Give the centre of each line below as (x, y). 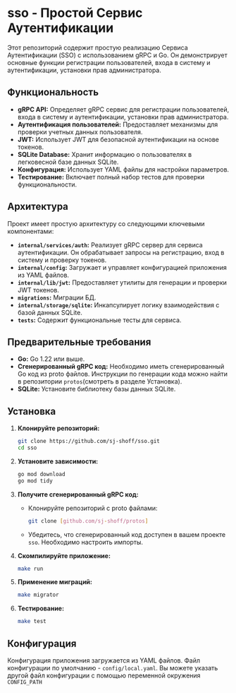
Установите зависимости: (58, 461)
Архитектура (38, 207)
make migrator (38, 595)
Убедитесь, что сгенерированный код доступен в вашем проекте (127, 534)
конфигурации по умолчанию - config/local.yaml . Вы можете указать (113, 668)
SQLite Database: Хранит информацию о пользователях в (105, 154)
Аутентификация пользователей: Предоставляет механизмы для (118, 124)
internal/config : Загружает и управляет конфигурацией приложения (122, 267)
